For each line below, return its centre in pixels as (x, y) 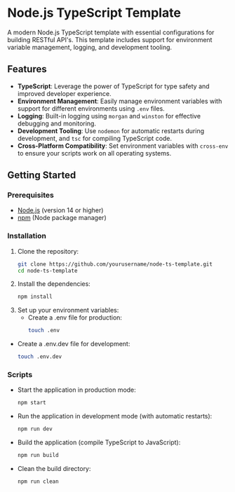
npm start (32, 403)
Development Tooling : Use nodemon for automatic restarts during (111, 130)
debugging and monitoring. (57, 123)
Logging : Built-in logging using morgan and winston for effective (109, 116)
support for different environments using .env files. (91, 108)
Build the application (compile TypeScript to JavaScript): (99, 442)
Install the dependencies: (54, 284)
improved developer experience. (65, 93)
